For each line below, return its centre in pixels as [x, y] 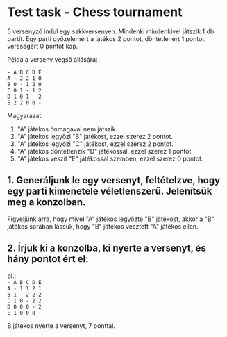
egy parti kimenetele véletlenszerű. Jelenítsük [110, 191]
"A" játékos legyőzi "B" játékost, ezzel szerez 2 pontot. [95, 136]
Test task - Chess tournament [95, 12]
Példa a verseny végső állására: [53, 59]
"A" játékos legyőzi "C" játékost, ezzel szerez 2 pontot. [95, 144]
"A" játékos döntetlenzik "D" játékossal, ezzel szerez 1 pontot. [105, 151]
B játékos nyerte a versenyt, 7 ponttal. [61, 326]
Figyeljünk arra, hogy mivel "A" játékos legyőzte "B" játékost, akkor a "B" [111, 219]
